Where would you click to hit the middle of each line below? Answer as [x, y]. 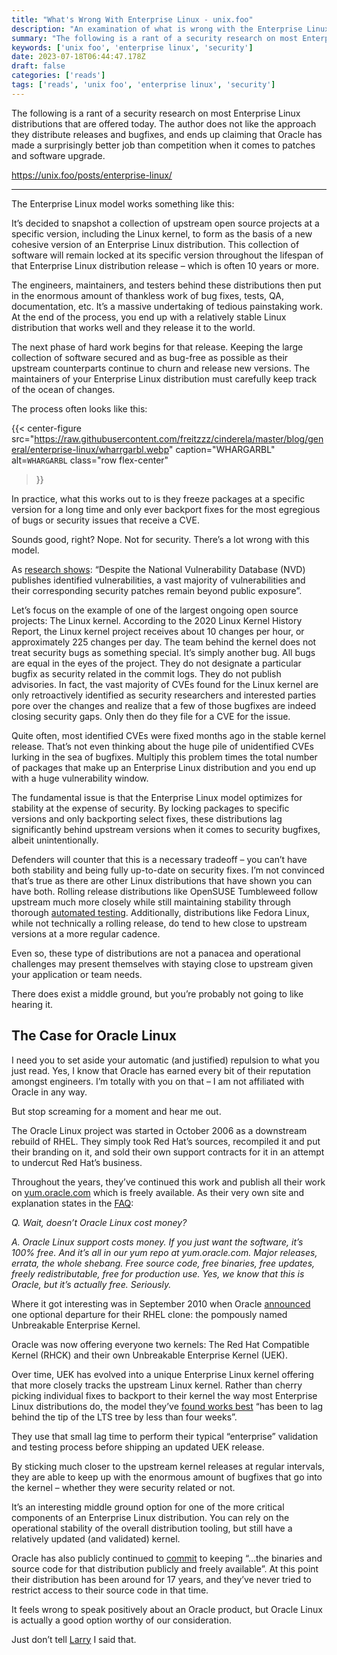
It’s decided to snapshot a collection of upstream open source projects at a [165, 223]
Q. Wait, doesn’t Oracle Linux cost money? [99, 1222]
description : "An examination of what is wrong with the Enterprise [157, 29]
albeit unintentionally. [55, 840]
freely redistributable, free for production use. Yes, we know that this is [158, 1273]
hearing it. [32, 1004]
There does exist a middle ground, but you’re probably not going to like [157, 993]
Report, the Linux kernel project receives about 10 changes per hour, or [158, 631]
